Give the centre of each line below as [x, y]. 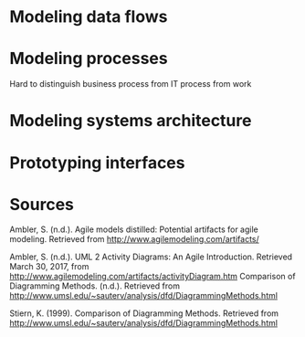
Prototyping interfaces [97, 163]
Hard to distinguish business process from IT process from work [131, 84]
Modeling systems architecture [131, 121]
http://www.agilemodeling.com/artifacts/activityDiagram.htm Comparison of [152, 277]
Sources [42, 204]
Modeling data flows [89, 17]
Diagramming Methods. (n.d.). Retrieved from [95, 286]
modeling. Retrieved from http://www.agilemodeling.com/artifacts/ [135, 239]
